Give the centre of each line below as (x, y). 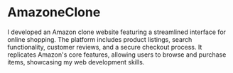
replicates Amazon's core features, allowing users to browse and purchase (117, 55)
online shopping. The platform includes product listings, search (100, 39)
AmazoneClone (54, 12)
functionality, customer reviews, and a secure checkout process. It (105, 47)
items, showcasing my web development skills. (76, 62)
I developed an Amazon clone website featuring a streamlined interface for (116, 32)
